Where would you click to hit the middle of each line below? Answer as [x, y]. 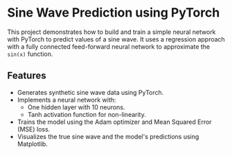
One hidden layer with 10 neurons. [76, 107]
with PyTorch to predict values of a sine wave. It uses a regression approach [116, 39]
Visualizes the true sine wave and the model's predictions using [108, 136]
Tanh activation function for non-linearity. [87, 114]
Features [27, 76]
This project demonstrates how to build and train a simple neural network [111, 32]
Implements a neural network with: [66, 100]
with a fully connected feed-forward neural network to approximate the [109, 46]
